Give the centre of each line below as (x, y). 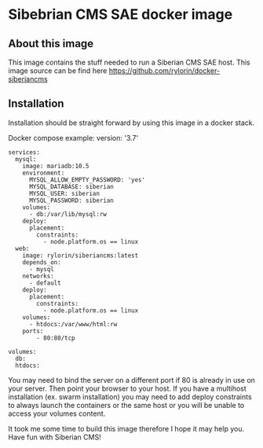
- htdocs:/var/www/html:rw (73, 324)
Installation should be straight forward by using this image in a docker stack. (131, 123)
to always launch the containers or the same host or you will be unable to (126, 405)
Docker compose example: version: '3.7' (73, 138)
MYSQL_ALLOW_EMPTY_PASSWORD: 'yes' (87, 180)
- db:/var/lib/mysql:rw (68, 214)
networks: (38, 276)
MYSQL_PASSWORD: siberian (71, 200)
